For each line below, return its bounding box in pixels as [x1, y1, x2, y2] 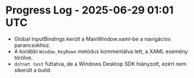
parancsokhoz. [14, 42, 51, 49]
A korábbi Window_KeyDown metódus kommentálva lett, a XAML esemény [14, 48, 188, 55]
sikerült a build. [14, 66, 51, 73]
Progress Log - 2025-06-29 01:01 [5, 4, 174, 17]
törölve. [14, 54, 33, 61]
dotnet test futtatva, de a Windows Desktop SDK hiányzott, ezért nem [14, 60, 187, 67]
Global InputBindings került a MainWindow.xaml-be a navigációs [14, 35, 171, 42]
